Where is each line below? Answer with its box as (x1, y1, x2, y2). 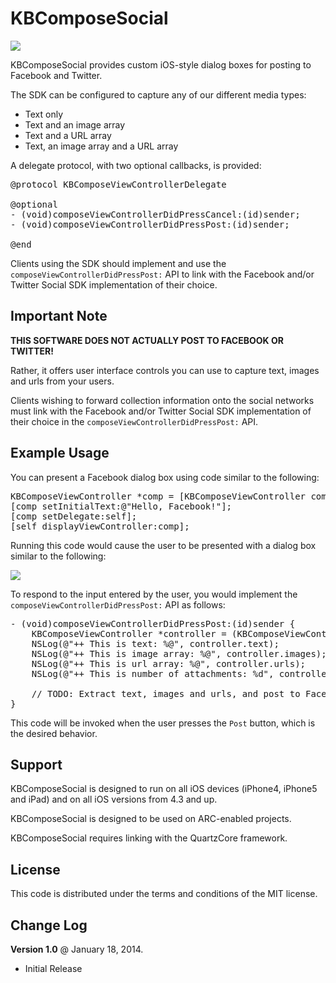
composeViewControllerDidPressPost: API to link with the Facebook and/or (10, 268, 315, 280)
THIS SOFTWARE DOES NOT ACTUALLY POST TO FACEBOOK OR (10, 334, 284, 346)
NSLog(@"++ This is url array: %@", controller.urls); (31, 658, 307, 669)
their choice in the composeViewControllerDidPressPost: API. (10, 415, 259, 427)
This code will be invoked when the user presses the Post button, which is (10, 717, 316, 729)
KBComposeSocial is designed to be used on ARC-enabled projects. (10, 813, 292, 825)
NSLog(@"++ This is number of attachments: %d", (31, 668, 275, 679)
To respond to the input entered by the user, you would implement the (10, 588, 298, 600)
